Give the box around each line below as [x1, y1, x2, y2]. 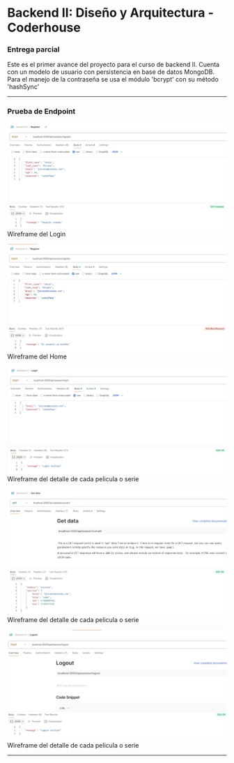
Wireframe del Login [7, 229, 66, 238]
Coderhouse [7, 20, 81, 36]
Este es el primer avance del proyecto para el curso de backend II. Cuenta [7, 61, 220, 69]
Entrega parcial [7, 45, 61, 54]
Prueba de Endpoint [7, 107, 76, 116]
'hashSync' [7, 82, 40, 91]
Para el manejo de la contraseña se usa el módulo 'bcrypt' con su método [7, 75, 219, 84]
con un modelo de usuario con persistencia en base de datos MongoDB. [7, 68, 214, 76]
